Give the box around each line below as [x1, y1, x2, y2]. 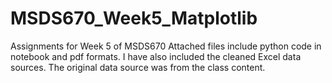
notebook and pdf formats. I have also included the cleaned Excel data [10, 50, 302, 62]
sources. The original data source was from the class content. [10, 61, 266, 73]
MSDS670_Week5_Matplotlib [10, 7, 258, 30]
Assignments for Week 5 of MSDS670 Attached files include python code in [10, 40, 322, 52]
